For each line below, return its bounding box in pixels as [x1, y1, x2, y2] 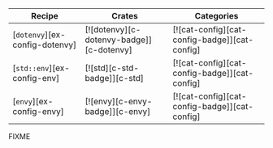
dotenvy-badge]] [84, 34, 153, 45]
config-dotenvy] [12, 40, 77, 50]
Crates [111, 11, 138, 21]
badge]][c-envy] [84, 106, 151, 116]
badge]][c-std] [84, 73, 145, 83]
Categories [194, 11, 239, 21]
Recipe [31, 11, 58, 21]
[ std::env [12, 62, 50, 74]
